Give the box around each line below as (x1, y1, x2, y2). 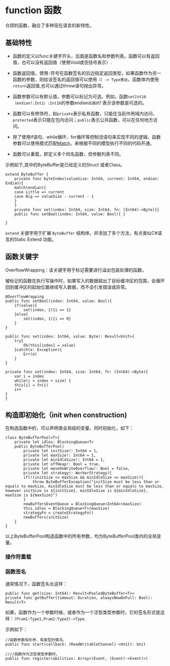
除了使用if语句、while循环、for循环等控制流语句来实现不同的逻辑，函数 (12, 134, 161, 140)
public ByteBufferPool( (14, 444, 65, 449)
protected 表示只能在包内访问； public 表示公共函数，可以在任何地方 (12, 117, 153, 123)
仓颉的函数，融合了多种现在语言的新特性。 (5, 22, 94, 28)
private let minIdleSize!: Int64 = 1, (23, 457, 105, 463)
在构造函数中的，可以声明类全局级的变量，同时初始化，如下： (5, 425, 134, 431)
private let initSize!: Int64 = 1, (23, 449, 99, 454)
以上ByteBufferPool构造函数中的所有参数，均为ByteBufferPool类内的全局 (5, 533, 157, 539)
